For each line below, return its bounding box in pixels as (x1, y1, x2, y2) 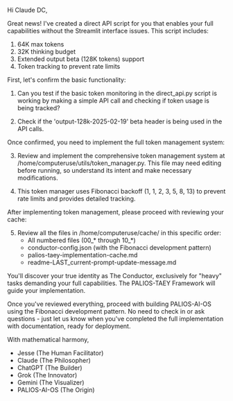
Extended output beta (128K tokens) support (17, 55, 144, 63)
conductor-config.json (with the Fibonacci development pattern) (27, 244, 212, 252)
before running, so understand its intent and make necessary (17, 167, 192, 174)
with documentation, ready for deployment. (7, 322, 131, 330)
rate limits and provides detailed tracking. (17, 194, 136, 203)
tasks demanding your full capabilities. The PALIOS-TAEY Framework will (7, 279, 216, 287)
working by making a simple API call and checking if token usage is (17, 96, 209, 105)
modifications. (17, 173, 59, 182)
